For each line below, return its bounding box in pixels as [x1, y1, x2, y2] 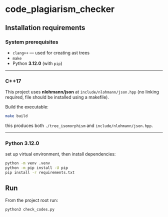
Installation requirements [5, 23, 85, 32]
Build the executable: [5, 104, 48, 110]
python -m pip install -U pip [5, 165, 68, 170]
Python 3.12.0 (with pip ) [12, 60, 62, 66]
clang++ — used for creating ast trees [12, 49, 90, 55]
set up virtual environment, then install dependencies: [5, 151, 116, 157]
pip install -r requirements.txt [5, 170, 75, 175]
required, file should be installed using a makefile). [5, 94, 109, 100]
